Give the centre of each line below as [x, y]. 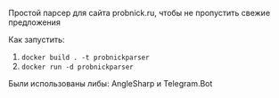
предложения [35, 22]
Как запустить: [37, 40]
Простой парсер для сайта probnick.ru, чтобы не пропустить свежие [139, 13]
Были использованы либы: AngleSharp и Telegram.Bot [111, 83]
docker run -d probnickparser [78, 67]
